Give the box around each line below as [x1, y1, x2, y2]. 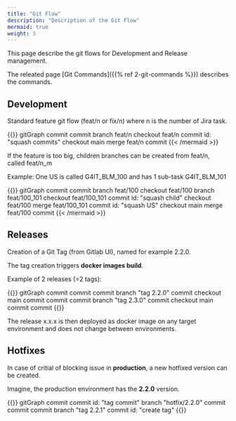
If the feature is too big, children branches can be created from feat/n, [7, 152, 210, 160]
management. [7, 57, 48, 65]
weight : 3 [7, 30, 37, 37]
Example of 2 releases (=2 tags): [7, 275, 102, 283]
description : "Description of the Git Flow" [7, 17, 140, 24]
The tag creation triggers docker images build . [7, 261, 144, 269]
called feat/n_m [7, 159, 53, 167]
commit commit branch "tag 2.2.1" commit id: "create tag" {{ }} [7, 406, 187, 414]
